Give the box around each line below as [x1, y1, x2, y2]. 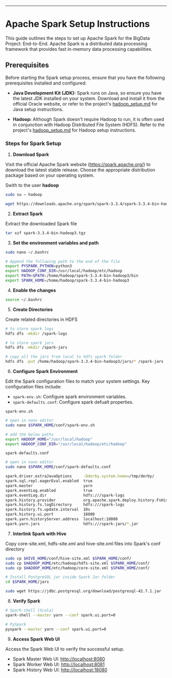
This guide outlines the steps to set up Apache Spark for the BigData [5, 35, 150, 41]
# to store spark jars [5, 340, 54, 345]
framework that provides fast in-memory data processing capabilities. [5, 46, 153, 52]
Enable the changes [12, 287, 56, 293]
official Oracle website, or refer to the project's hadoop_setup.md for [12, 100, 158, 107]
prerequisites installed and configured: [5, 80, 87, 86]
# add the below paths [5, 432, 54, 437]
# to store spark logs [5, 326, 54, 331]
